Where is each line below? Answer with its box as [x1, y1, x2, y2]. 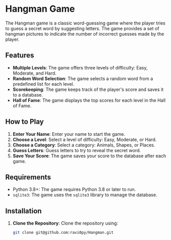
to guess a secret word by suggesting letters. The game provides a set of [5, 25, 160, 31]
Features [5, 51, 34, 60]
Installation [5, 206, 42, 215]
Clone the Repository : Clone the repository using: [12, 220, 118, 226]
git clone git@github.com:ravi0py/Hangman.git [12, 230, 114, 235]
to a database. [12, 91, 43, 98]
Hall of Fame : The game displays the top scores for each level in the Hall [12, 97, 166, 103]
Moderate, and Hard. [12, 70, 57, 76]
